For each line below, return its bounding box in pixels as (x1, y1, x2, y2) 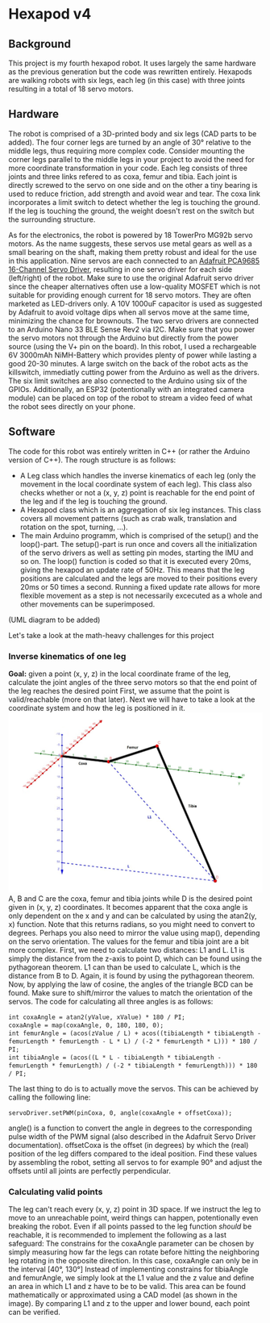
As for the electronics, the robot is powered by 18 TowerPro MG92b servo (8, 230, 253, 240)
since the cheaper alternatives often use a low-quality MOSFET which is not (8, 282, 260, 291)
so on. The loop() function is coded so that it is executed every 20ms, (19, 556, 251, 566)
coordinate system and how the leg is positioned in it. (8, 703, 185, 712)
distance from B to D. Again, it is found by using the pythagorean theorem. (8, 970, 255, 980)
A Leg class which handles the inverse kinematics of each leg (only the (19, 470, 256, 480)
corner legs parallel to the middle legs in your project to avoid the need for (8, 154, 255, 164)
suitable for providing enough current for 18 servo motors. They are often (8, 290, 251, 299)
